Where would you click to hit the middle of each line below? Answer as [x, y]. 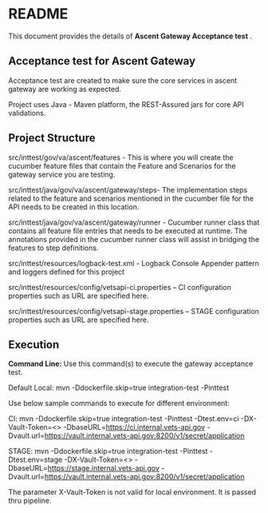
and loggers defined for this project [67, 272]
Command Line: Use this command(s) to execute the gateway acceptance [131, 364]
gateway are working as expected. [65, 89]
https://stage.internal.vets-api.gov [103, 468]
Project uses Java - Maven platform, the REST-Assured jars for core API [126, 104]
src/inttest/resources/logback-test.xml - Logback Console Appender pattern [134, 263]
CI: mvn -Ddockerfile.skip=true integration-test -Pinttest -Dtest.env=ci [124, 419]
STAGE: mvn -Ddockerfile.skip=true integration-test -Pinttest [108, 451]
